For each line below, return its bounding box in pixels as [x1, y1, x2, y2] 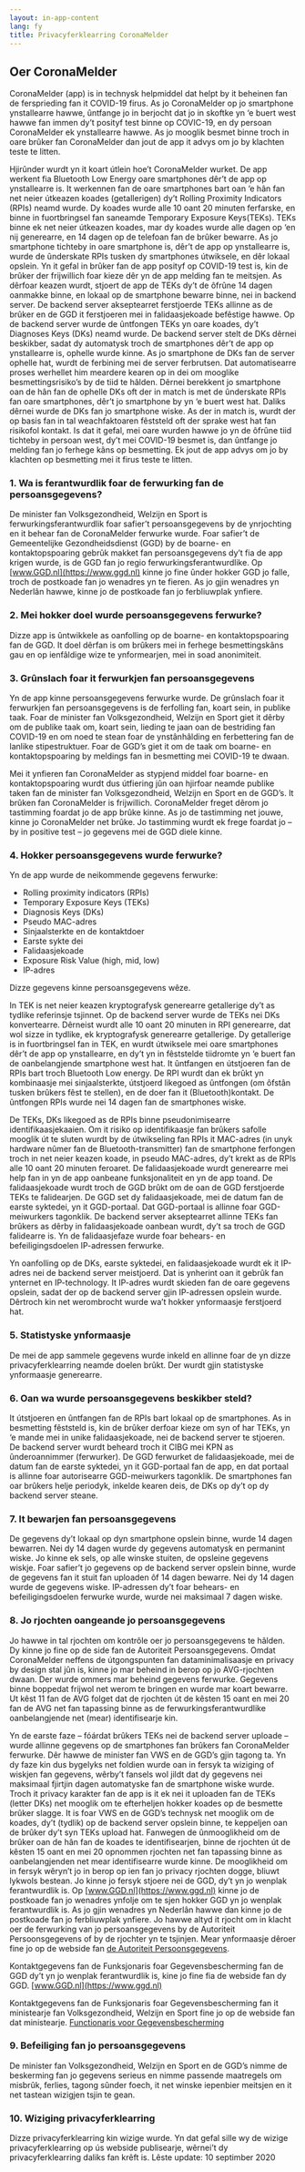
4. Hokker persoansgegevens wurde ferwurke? [9, 849, 223, 862]
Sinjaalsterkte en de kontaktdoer [22, 926, 145, 937]
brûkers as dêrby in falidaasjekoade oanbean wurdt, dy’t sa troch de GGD [9, 1221, 286, 1232]
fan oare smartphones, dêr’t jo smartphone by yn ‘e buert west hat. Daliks [9, 396, 286, 407]
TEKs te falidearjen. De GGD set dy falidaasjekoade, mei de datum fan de [9, 1192, 284, 1203]
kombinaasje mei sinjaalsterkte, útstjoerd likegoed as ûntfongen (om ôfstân [9, 1077, 291, 1088]
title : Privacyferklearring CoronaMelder [9, 30, 169, 39]
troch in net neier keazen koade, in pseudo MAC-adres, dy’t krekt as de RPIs [9, 1153, 297, 1164]
